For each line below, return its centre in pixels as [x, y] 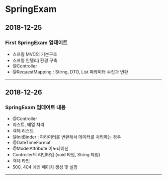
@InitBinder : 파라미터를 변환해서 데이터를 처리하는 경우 [67, 137]
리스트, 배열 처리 [28, 124]
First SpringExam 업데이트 [37, 42]
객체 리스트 [23, 130]
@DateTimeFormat [31, 142]
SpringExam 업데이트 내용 [36, 108]
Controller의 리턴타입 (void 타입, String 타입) [56, 154]
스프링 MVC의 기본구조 [35, 54]
